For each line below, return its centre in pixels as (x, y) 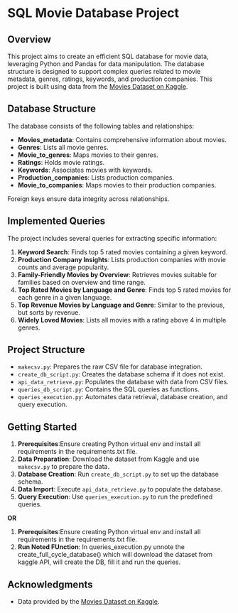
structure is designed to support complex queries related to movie (104, 71)
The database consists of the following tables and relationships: (101, 126)
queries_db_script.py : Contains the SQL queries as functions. (109, 389)
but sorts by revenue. (49, 312)
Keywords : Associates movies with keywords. (85, 170)
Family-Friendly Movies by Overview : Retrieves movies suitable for (117, 274)
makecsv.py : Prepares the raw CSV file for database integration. (110, 367)
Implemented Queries (56, 221)
